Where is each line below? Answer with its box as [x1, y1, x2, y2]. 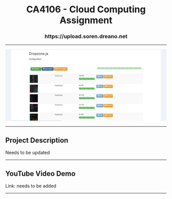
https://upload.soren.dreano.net [44, 33, 128, 40]
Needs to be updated [5, 150, 50, 156]
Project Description [5, 136, 69, 145]
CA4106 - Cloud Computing [26, 4, 146, 15]
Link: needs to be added [5, 183, 56, 189]
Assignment [59, 14, 113, 26]
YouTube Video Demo [5, 169, 76, 178]
